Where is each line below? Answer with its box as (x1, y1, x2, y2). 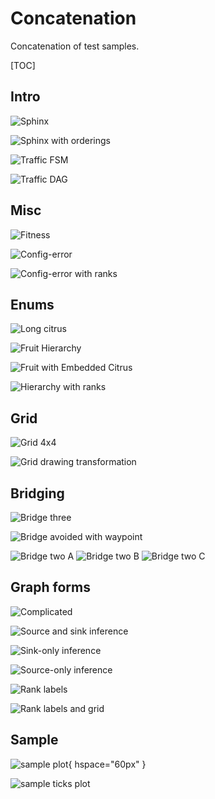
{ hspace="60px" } (68, 758, 147, 770)
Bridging (10, 485, 65, 502)
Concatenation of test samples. (10, 40, 140, 52)
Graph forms (10, 579, 91, 596)
